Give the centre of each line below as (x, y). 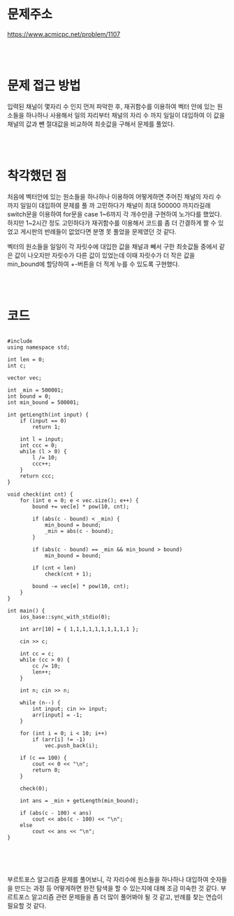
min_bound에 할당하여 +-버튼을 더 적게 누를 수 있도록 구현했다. (94, 264)
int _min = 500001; (36, 390)
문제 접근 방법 (44, 86)
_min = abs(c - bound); (79, 531)
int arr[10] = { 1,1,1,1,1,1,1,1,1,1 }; (79, 629)
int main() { (26, 611)
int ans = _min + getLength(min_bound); (79, 800)
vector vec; (24, 378)
